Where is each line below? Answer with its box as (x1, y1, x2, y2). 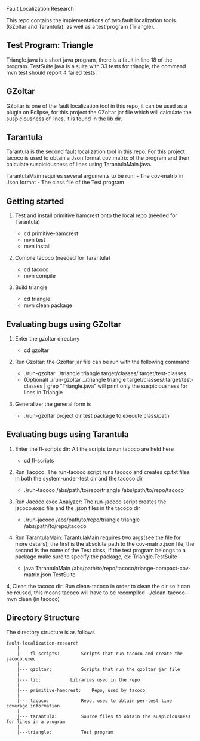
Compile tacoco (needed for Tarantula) (14, 254, 111, 262)
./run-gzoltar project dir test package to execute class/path (23, 412, 170, 420)
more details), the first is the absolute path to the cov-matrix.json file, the (14, 540, 195, 547)
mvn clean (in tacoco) (6, 595, 60, 602)
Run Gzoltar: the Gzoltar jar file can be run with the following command (14, 359, 190, 366)
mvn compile (23, 272, 56, 280)
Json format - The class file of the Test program (6, 179, 124, 186)
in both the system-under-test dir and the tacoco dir (14, 475, 143, 482)
